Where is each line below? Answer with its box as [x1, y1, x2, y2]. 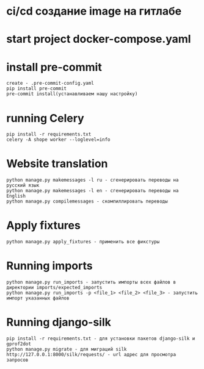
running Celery [6, 111, 84, 125]
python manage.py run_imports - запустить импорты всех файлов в [6, 279, 176, 285]
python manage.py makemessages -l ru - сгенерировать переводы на [6, 177, 179, 184]
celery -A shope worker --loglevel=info [6, 137, 111, 143]
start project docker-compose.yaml [6, 32, 191, 46]
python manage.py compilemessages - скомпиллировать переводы [6, 198, 168, 205]
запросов [6, 357, 29, 363]
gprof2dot [6, 341, 32, 347]
